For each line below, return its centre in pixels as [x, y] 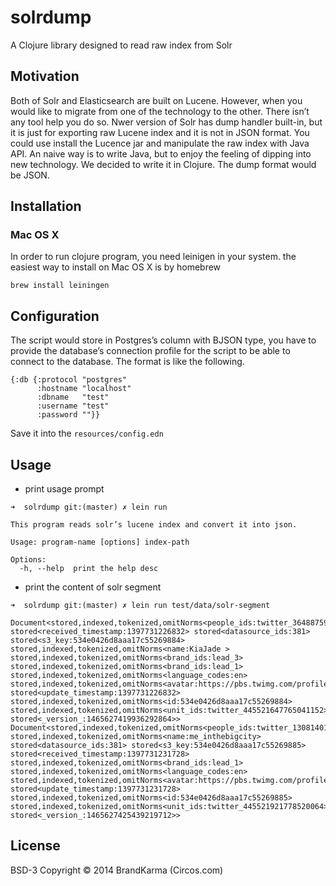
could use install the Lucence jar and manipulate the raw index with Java [160, 143]
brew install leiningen [60, 286]
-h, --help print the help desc [89, 569]
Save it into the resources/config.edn [87, 433]
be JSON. [30, 175]
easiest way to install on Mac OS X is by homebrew [116, 267]
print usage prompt [64, 489]
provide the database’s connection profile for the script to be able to [150, 351]
